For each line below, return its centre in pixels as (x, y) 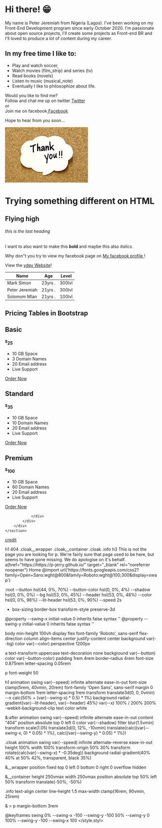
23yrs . (49, 283)
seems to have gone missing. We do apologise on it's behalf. (65, 560)
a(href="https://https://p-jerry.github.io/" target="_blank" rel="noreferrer (78, 565)
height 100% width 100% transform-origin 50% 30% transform (68, 748)
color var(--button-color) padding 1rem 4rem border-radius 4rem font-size (79, 658)
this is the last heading (28, 231)
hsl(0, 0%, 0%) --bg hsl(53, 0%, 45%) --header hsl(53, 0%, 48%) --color (79, 595)
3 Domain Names (29, 359)
